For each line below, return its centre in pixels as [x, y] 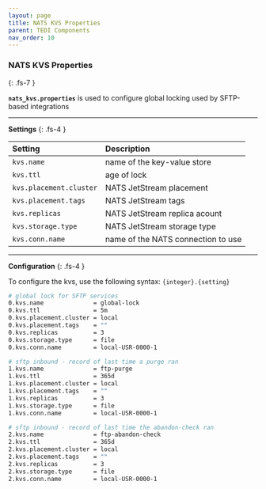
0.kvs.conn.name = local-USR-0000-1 [83, 347]
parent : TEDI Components [49, 30]
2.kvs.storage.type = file [61, 472]
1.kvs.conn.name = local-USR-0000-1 [83, 413]
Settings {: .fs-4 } [37, 129]
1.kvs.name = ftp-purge [70, 369]
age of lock [126, 175]
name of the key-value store [158, 161]
